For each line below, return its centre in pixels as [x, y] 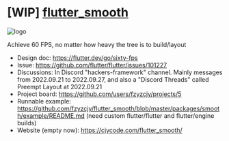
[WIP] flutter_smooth [68, 13]
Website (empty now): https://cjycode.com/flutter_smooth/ [99, 130]
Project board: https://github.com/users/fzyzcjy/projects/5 [99, 94]
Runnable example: [44, 101]
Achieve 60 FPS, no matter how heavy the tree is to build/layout [97, 44]
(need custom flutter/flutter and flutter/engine [150, 115]
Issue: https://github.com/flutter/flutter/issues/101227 [92, 65]
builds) [27, 123]
